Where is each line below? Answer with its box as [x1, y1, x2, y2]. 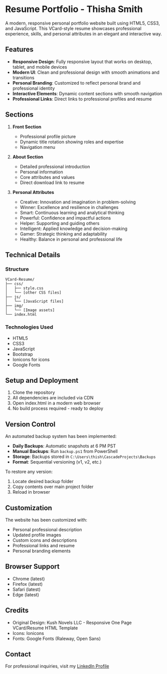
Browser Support [5, 562, 60, 571]
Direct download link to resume [20, 179, 85, 185]
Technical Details [5, 251, 61, 259]
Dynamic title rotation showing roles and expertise [20, 139, 124, 145]
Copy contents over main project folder [12, 484, 94, 490]
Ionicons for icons [12, 356, 50, 362]
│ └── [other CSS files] [5, 290, 62, 295]
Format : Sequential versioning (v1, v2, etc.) [12, 459, 102, 465]
